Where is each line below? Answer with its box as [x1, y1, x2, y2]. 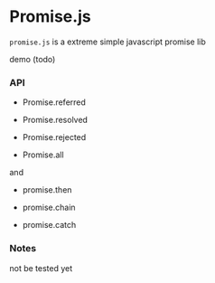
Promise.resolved [22, 115, 89, 126]
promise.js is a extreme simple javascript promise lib [9, 36, 206, 47]
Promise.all [22, 149, 65, 160]
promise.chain [22, 202, 76, 213]
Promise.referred [22, 97, 86, 108]
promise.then [22, 184, 72, 195]
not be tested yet [9, 262, 73, 273]
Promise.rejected [22, 132, 87, 143]
